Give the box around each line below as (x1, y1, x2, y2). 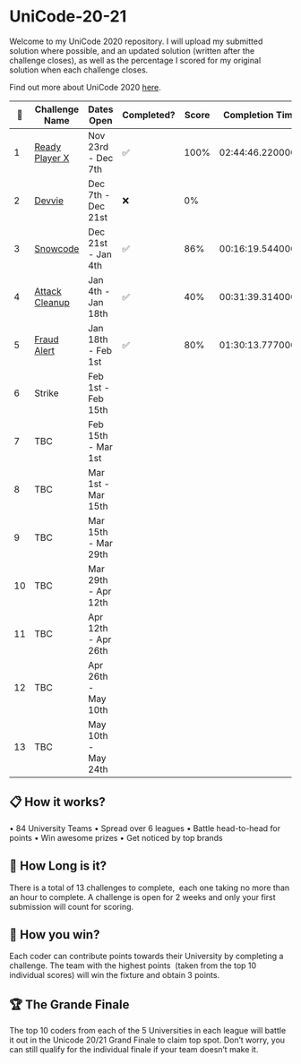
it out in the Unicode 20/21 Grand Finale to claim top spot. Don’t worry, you (9, 1034, 285, 1045)
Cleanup (34, 296, 70, 308)
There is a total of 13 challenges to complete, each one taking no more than (9, 882, 290, 893)
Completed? (122, 108, 176, 121)
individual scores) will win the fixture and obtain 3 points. (9, 970, 220, 981)
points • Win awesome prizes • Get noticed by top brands (9, 832, 224, 843)
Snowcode (34, 242, 80, 254)
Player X (34, 151, 70, 164)
